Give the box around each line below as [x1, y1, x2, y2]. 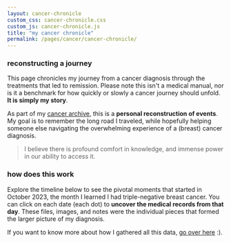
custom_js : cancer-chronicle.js [7, 23, 100, 30]
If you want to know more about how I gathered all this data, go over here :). [7, 228, 223, 236]
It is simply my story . [7, 96, 68, 104]
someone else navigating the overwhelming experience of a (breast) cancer [7, 124, 223, 133]
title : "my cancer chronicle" [7, 29, 94, 37]
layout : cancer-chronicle [7, 10, 81, 17]
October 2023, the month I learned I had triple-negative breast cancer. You [7, 193, 220, 201]
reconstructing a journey [7, 59, 92, 68]
